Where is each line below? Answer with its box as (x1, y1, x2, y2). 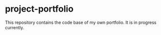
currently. (5, 24, 24, 30)
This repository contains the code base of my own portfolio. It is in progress (5, 19, 157, 25)
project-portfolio (5, 3, 74, 15)
